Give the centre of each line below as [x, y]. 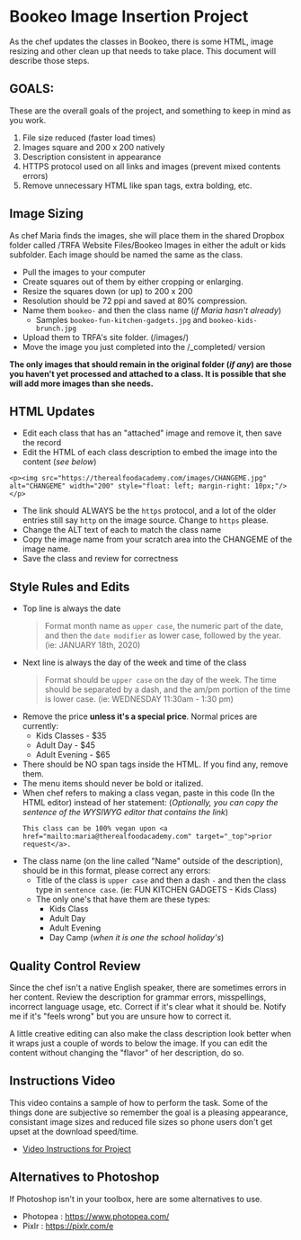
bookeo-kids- [233, 320]
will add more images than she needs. [82, 383]
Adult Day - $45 [66, 745]
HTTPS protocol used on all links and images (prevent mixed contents [151, 166]
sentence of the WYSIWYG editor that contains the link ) [125, 813]
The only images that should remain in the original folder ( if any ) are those [150, 364]
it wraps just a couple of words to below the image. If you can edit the [138, 1043]
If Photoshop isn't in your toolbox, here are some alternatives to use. [136, 1199]
